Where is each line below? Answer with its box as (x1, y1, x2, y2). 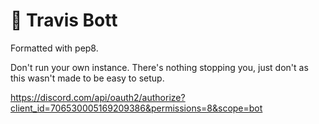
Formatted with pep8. (10, 42, 99, 54)
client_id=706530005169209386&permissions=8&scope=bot (10, 102, 263, 114)
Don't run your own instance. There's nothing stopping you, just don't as (10, 61, 309, 73)
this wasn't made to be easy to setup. (10, 72, 165, 84)
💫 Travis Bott (10, 9, 118, 32)
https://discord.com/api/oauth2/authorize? (10, 91, 186, 103)
